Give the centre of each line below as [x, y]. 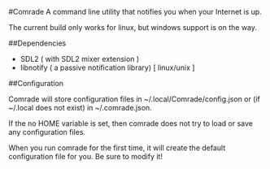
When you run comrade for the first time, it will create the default [117, 148]
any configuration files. [47, 132]
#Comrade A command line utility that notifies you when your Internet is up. [135, 12]
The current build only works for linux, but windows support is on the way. [133, 27]
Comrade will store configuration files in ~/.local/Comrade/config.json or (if [134, 99]
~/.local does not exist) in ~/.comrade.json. [80, 108]
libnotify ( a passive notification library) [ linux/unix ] [107, 67]
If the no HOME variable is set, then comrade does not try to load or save [131, 123]
